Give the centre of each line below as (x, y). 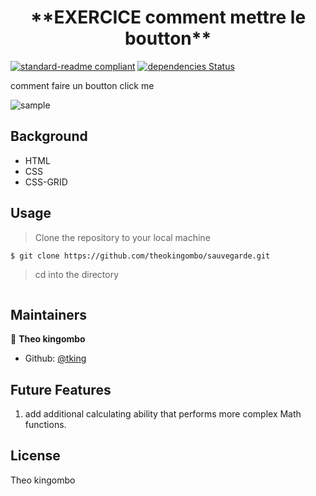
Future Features (61, 389)
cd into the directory (77, 275)
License (35, 456)
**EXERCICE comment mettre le (168, 17)
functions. (45, 425)
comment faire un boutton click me (82, 85)
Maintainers (49, 314)
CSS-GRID (46, 182)
